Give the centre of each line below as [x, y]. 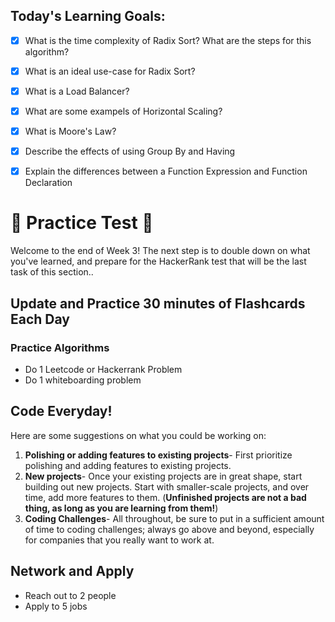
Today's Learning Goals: [88, 16]
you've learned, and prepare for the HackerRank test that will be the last [158, 261]
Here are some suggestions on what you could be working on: [138, 435]
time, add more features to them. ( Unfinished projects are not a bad [165, 497]
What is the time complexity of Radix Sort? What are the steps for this [168, 40]
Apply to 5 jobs [56, 606]
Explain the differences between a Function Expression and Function [166, 171]
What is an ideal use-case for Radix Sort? [110, 71]
